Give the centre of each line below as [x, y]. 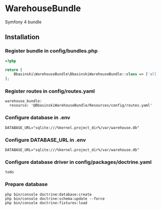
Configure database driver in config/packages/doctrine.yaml [78, 162]
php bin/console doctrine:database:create [48, 194]
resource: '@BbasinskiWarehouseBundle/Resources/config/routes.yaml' [81, 105]
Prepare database [26, 184]
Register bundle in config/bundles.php [51, 51]
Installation [22, 37]
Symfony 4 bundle [23, 22]
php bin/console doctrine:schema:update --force [55, 199]
